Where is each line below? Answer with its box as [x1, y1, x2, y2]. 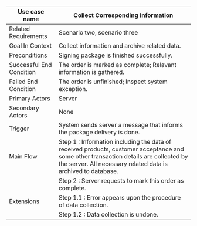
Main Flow [9, 153, 38, 160]
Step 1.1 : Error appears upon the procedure [58, 194, 181, 201]
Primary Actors [9, 95, 51, 102]
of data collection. [58, 201, 108, 209]
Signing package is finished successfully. [58, 51, 173, 59]
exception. [58, 85, 88, 93]
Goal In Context [9, 42, 52, 49]
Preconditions [9, 51, 47, 59]
